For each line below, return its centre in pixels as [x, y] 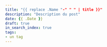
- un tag [14, 37]
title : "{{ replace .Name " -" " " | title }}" [54, 10]
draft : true [17, 23]
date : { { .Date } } [24, 19]
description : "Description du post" [43, 14]
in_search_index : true [28, 28]
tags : [11, 32]
